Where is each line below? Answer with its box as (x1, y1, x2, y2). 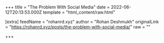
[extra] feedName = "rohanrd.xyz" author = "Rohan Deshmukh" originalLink (5, 19, 159, 24)
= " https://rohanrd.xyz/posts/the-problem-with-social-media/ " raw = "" (5, 24, 151, 30)
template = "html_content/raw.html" (42, 9, 116, 15)
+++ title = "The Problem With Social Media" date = (5, 4, 110, 10)
